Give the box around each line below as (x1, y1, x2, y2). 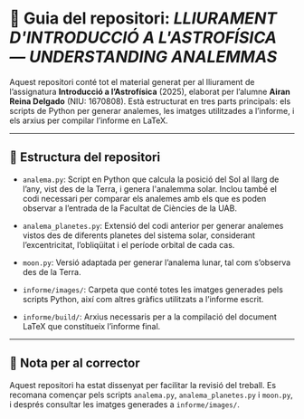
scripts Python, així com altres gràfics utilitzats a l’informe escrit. (22, 293, 264, 304)
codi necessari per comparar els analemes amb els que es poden (22, 193, 267, 204)
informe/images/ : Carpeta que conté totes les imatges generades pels (22, 284, 283, 295)
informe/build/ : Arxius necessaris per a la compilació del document (22, 311, 278, 322)
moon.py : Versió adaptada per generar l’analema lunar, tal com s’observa (22, 257, 291, 268)
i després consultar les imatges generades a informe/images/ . (9, 398, 240, 410)
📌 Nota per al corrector (9, 356, 140, 371)
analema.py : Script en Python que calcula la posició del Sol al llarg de (22, 174, 280, 185)
